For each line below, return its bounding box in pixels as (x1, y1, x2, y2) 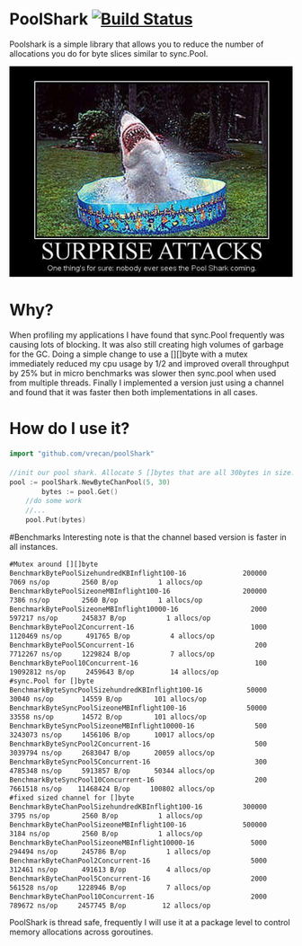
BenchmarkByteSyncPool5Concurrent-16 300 (9, 757, 268, 767)
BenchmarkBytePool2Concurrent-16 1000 (9, 623, 268, 632)
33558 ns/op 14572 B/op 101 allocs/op (9, 712, 207, 722)
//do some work (25, 497, 83, 506)
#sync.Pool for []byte (9, 676, 94, 686)
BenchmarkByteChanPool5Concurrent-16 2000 (9, 874, 268, 884)
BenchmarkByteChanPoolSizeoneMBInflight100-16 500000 (9, 820, 268, 830)
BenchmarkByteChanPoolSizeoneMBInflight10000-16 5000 (9, 838, 268, 848)
